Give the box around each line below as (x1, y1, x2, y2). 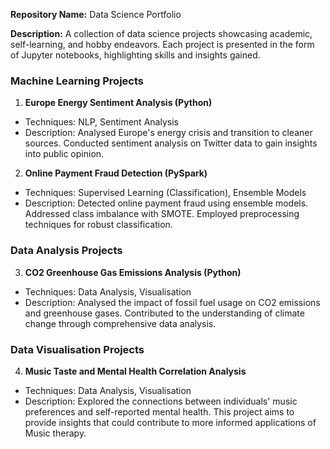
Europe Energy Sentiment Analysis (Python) (24, 97, 213, 109)
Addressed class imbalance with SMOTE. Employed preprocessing (24, 208, 300, 220)
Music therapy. (24, 427, 87, 439)
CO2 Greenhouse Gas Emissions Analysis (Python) (24, 266, 242, 278)
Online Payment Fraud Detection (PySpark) (24, 167, 208, 179)
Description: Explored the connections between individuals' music (24, 395, 298, 407)
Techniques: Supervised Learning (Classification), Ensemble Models (24, 187, 307, 199)
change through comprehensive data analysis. (24, 317, 217, 329)
